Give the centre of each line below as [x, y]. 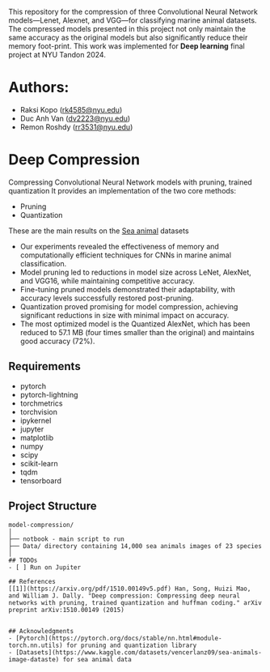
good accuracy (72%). [57, 341]
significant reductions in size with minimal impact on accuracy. [124, 315]
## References [32, 581]
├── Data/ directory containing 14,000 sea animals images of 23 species [135, 546]
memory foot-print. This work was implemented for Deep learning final [127, 46]
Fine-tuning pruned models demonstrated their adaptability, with [128, 289]
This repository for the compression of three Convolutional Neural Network [133, 12]
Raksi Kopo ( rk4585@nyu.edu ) [71, 109]
